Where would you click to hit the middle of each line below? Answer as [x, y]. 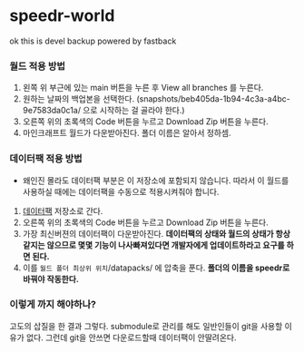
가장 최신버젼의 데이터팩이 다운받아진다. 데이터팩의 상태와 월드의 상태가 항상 [156, 233]
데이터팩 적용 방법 [46, 159]
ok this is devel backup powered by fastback [93, 41]
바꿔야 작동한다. [50, 279]
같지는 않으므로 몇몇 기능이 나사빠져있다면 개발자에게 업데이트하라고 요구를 [153, 245]
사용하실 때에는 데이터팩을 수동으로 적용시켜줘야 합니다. [121, 191]
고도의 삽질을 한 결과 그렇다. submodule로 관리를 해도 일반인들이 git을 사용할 [146, 326]
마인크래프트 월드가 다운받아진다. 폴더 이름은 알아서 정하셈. [127, 133]
